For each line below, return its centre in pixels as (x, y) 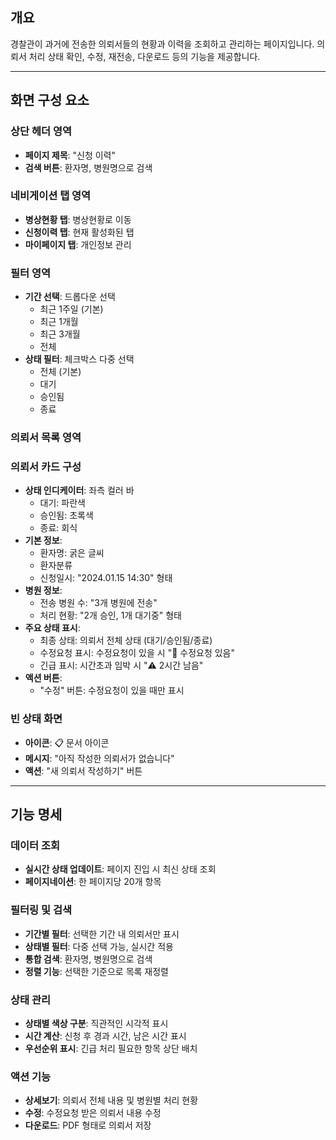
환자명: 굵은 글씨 (72, 553)
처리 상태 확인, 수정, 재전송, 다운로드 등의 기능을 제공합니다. (144, 56)
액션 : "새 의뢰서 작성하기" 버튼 (83, 770)
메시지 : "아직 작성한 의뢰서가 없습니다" (99, 758)
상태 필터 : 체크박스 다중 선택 (79, 359)
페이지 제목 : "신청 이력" (70, 155)
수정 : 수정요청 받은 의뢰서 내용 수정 (93, 1113)
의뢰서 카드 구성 (46, 466)
